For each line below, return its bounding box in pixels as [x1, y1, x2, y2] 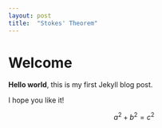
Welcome [8, 54, 73, 72]
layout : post [8, 11, 52, 20]
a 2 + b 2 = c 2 [113, 111, 155, 122]
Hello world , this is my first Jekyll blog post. [8, 80, 153, 90]
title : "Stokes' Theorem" [8, 19, 98, 27]
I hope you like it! [8, 95, 65, 105]
